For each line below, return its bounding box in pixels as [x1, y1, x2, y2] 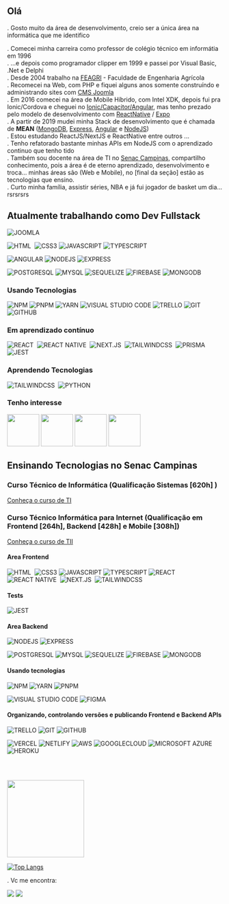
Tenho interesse [7, 398, 62, 408]
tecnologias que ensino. [7, 175, 75, 184]
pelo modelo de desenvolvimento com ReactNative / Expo [7, 110, 171, 118]
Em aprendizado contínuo [7, 325, 94, 335]
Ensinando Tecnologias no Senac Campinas [7, 460, 198, 472]
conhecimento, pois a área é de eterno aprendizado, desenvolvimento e [7, 161, 210, 169]
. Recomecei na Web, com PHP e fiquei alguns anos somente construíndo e [7, 80, 220, 89]
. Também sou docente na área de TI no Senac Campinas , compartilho [7, 154, 206, 162]
